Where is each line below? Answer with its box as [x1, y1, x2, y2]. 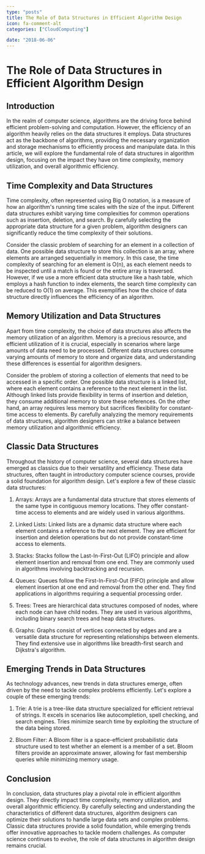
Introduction [6, 100, 55, 111]
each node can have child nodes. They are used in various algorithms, [15, 608, 193, 616]
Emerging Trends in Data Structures [6, 663, 146, 674]
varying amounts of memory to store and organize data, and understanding [6, 353, 196, 360]
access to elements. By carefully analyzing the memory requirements [18, 410, 194, 418]
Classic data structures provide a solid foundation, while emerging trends [6, 822, 191, 830]
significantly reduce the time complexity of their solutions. [6, 229, 153, 236]
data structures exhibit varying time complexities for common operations [6, 210, 190, 217]
